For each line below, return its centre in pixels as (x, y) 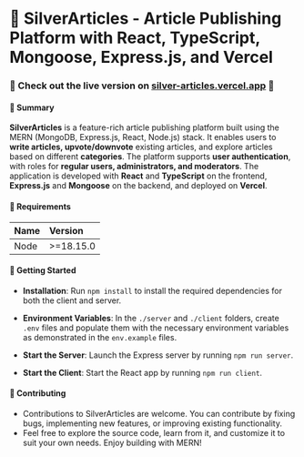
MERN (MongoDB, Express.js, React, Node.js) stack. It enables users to (143, 137)
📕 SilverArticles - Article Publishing (146, 19)
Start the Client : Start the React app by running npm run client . (142, 372)
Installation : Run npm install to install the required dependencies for (152, 290)
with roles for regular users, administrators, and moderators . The (134, 167)
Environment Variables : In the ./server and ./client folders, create (151, 318)
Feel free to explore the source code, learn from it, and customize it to (153, 432)
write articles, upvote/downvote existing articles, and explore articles (141, 147)
